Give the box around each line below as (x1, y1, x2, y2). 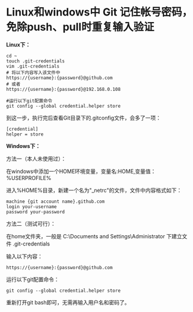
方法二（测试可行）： (6, 220, 56, 227)
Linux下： (6, 41, 31, 48)
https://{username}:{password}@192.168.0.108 (6, 86, 121, 92)
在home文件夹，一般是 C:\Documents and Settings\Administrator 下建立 (6, 232, 182, 239)
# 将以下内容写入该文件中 (6, 70, 61, 75)
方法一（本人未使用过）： (6, 155, 67, 162)
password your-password (6, 209, 65, 215)
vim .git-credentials (6, 63, 60, 69)
